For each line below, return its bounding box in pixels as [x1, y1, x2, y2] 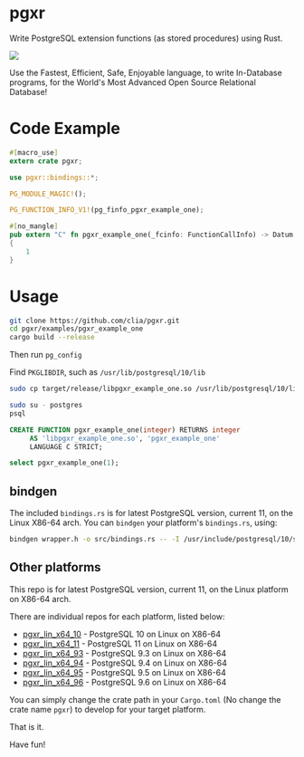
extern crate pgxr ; [9, 157, 83, 166]
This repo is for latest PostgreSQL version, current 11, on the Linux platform [9, 583, 289, 595]
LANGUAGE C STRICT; [29, 442, 103, 451]
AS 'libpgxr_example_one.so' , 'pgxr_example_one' [29, 434, 221, 443]
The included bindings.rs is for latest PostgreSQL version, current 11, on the [9, 508, 294, 519]
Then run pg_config [9, 350, 82, 360]
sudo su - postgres [9, 401, 83, 410]
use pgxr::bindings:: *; [9, 173, 100, 182]
